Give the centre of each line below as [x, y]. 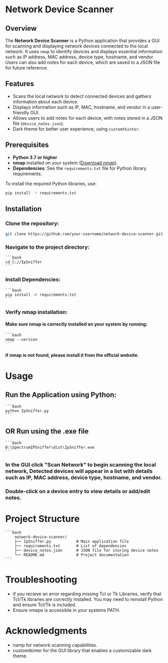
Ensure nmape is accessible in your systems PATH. [66, 610]
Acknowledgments [46, 631]
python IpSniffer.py [27, 411]
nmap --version [21, 339]
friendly [21, 112]
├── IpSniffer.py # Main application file [72, 541]
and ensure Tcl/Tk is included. [44, 605]
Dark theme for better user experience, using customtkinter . [76, 129]
